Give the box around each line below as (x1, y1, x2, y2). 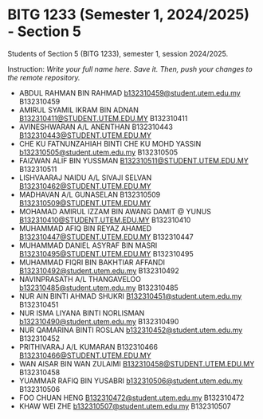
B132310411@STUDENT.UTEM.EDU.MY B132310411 (18, 113, 188, 123)
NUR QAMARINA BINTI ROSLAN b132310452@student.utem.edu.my (18, 325, 243, 335)
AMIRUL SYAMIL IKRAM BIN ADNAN (18, 105, 139, 115)
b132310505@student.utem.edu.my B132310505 (18, 147, 179, 157)
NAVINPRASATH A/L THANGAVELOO (18, 274, 141, 284)
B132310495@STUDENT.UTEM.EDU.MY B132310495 (18, 249, 194, 258)
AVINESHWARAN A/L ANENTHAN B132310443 (18, 122, 173, 131)
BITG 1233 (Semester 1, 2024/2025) (7, 6, 250, 24)
